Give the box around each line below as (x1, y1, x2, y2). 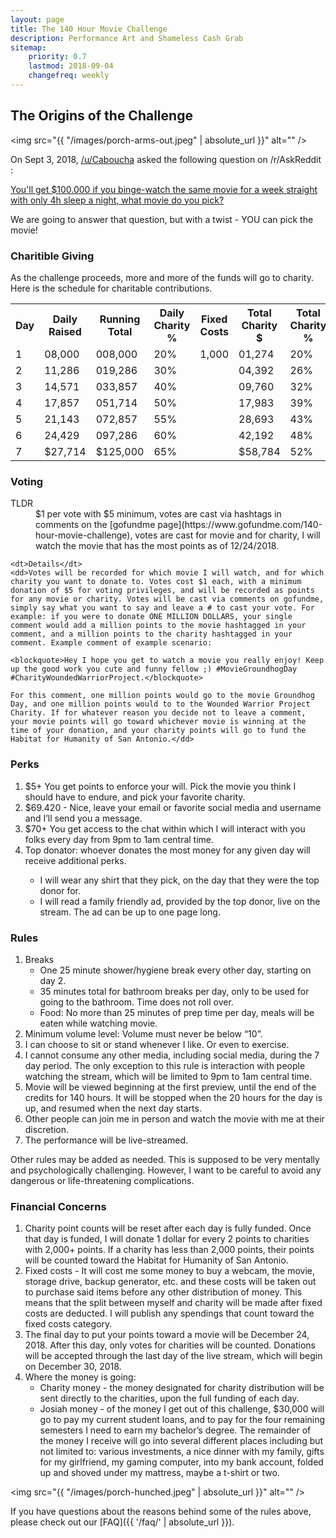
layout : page (10, 14, 65, 25)
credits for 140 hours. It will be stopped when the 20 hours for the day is (24, 1091, 323, 1103)
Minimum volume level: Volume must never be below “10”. (24, 1027, 263, 1040)
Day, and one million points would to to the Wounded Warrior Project (10, 699, 311, 710)
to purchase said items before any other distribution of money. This (24, 1286, 303, 1298)
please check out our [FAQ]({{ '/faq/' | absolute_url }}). (10, 1516, 235, 1528)
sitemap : (10, 42, 47, 53)
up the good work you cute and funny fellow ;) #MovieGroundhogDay (10, 664, 298, 675)
